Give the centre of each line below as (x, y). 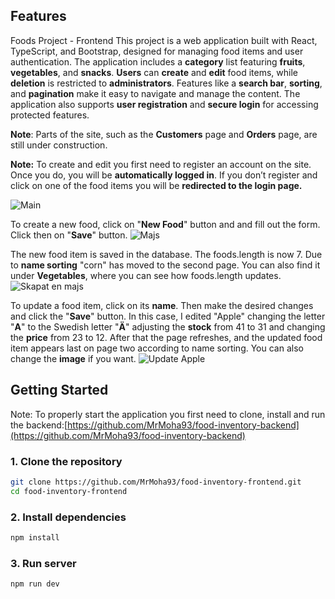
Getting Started (59, 390)
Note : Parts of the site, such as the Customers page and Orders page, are (164, 134)
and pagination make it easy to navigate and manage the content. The (155, 93)
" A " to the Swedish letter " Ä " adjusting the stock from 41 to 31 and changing (168, 326)
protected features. (50, 115)
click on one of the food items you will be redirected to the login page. (156, 185)
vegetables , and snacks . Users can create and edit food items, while (154, 72)
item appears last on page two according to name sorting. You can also (157, 348)
